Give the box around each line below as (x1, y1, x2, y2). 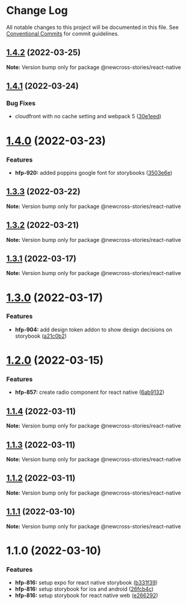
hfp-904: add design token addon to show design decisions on (14, 326, 173, 333)
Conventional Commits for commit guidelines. (6, 30, 119, 37)
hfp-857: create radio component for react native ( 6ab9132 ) (14, 388, 165, 396)
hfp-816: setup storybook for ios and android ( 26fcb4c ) (14, 586, 154, 593)
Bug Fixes (6, 99, 36, 107)
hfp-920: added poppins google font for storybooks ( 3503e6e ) (14, 169, 173, 176)
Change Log (6, 4, 68, 17)
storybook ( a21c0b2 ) (14, 332, 67, 340)
